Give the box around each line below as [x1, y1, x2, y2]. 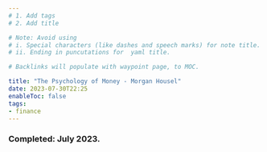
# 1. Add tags [8, 11, 56, 20]
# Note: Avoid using [8, 34, 78, 42]
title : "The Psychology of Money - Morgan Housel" [8, 78, 182, 86]
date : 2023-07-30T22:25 [8, 85, 88, 93]
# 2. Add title [8, 19, 60, 27]
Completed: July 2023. [8, 134, 101, 145]
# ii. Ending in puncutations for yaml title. [8, 49, 171, 57]
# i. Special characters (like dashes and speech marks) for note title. [8, 41, 261, 49]
